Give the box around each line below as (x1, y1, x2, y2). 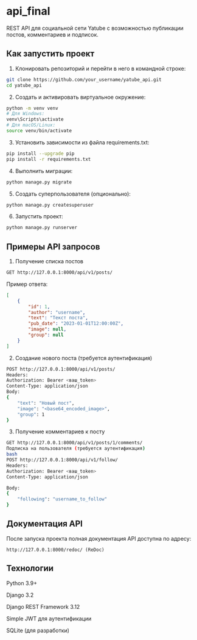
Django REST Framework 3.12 (6, 603, 80, 610)
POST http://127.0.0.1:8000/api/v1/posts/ (6, 366, 116, 372)
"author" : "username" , (28, 309, 86, 315)
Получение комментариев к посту (15, 428, 105, 435)
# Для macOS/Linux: (6, 122, 56, 129)
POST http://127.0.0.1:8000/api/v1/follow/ (6, 457, 119, 463)
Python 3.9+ (6, 579, 38, 586)
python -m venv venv (6, 105, 59, 111)
